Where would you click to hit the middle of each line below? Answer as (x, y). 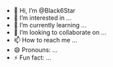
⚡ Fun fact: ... (32, 57)
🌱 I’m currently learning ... (50, 25)
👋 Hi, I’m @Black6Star (45, 11)
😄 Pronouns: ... (36, 50)
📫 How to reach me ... (45, 40)
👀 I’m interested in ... (42, 18)
